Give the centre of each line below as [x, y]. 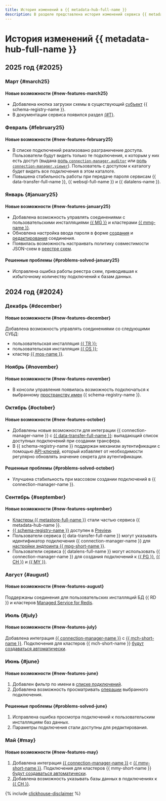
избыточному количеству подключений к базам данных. [72, 276]
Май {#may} [21, 740]
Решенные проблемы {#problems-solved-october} [60, 468]
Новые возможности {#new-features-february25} [59, 139]
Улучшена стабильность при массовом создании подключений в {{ [84, 479]
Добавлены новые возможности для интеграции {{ [66, 430]
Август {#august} [27, 575]
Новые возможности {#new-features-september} [59, 509]
